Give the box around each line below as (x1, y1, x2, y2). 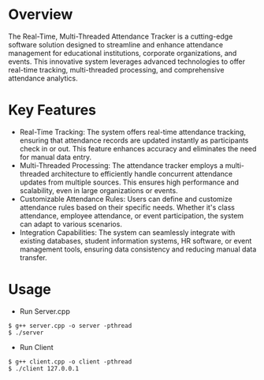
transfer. (19, 252, 47, 262)
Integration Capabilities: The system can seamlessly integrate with (19, 227, 236, 237)
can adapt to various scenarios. (19, 219, 122, 229)
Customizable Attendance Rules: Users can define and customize (19, 194, 232, 203)
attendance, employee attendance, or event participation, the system (19, 210, 244, 220)
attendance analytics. (8, 73, 79, 83)
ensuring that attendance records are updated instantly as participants (19, 136, 249, 145)
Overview (8, 6, 73, 24)
